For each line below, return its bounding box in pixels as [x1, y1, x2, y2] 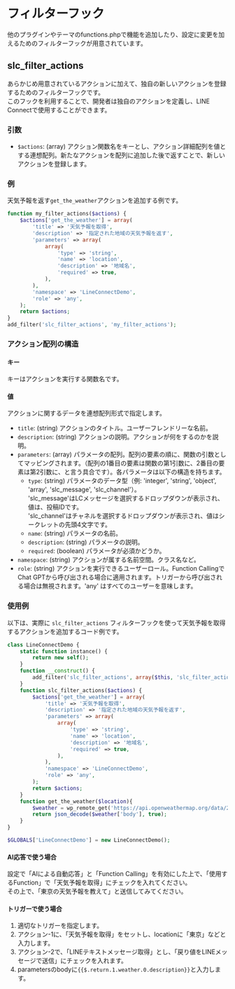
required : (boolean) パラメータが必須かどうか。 [27, 547, 166, 555]
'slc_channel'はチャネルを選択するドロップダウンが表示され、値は [27, 512, 219, 520]
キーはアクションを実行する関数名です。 [7, 375, 123, 383]
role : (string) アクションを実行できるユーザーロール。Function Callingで [17, 564, 225, 573]
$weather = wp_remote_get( [32, 804, 111, 811]
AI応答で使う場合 [7, 853, 57, 861]
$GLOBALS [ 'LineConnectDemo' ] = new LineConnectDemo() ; [7, 837, 171, 844]
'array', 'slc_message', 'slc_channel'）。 [27, 485, 141, 494]
